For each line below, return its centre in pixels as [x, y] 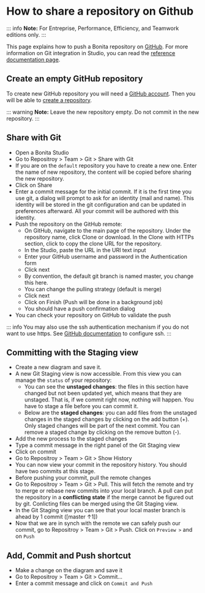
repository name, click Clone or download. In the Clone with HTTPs [109, 237]
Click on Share [34, 185]
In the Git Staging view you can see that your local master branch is [100, 510]
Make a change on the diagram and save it [69, 570]
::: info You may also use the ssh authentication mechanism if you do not [98, 327]
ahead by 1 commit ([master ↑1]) [56, 517]
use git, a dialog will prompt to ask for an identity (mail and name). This [105, 198]
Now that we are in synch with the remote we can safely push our [98, 523]
